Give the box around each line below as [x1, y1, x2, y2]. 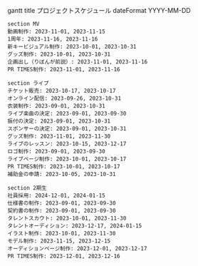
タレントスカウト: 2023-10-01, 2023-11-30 [7, 215, 127, 222]
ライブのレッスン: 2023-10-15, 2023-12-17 [7, 140, 127, 148]
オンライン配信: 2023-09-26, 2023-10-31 [7, 95, 122, 102]
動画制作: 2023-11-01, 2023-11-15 [7, 28, 105, 35]
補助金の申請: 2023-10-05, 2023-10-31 [7, 170, 116, 178]
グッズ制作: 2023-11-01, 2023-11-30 [7, 133, 111, 140]
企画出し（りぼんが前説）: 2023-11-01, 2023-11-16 [7, 58, 148, 66]
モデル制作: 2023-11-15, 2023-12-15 [7, 237, 111, 245]
